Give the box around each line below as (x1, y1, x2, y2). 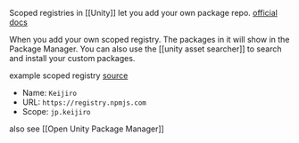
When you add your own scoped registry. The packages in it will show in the (9, 35, 290, 44)
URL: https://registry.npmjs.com (21, 97, 147, 107)
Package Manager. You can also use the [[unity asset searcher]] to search (9, 44, 282, 54)
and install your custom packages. (9, 53, 136, 63)
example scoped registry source (9, 70, 129, 81)
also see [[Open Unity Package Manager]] (9, 123, 165, 134)
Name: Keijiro (21, 88, 78, 98)
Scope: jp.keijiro (21, 107, 91, 116)
